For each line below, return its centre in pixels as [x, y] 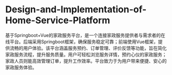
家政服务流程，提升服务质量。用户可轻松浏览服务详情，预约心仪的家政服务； [86, 54]
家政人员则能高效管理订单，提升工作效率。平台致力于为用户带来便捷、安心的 [86, 61]
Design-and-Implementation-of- [76, 10]
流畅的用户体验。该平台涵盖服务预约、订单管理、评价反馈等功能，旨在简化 [88, 48]
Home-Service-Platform [58, 20]
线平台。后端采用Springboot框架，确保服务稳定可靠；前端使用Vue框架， [82, 42]
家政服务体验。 [21, 67]
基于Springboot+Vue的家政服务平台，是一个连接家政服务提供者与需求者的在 [85, 35]
